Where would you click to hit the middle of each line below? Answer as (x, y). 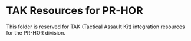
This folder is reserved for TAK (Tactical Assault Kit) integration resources (95, 27)
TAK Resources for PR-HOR (75, 11)
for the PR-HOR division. (36, 32)
